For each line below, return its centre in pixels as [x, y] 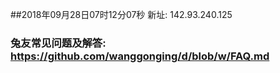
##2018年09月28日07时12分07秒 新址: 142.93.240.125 [121, 14]
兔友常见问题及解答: [58, 43]
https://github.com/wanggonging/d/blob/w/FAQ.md [140, 56]
